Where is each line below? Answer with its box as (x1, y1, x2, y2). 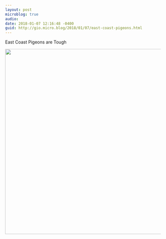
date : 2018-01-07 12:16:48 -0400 (5, 21, 74, 26)
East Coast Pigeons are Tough (5, 39, 67, 45)
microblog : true (5, 12, 39, 17)
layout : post (5, 7, 32, 12)
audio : (5, 16, 19, 21)
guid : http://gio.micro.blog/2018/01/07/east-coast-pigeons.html (5, 26, 142, 31)
